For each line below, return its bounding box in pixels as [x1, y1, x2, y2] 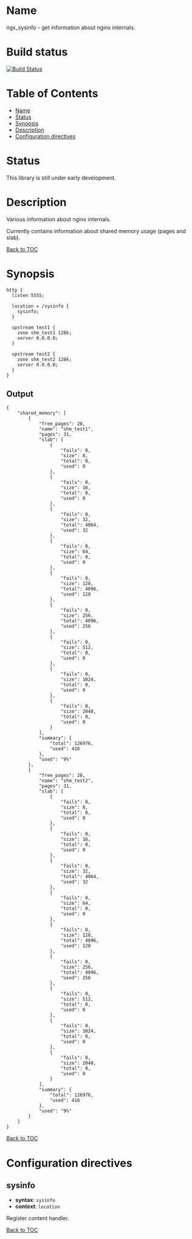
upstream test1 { [12, 324, 56, 331]
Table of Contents [6, 86, 98, 100]
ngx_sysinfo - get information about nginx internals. [6, 24, 135, 31]
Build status [6, 45, 68, 59]
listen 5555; [12, 292, 45, 298]
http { [6, 287, 23, 293]
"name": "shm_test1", [38, 426, 94, 432]
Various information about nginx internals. [6, 216, 111, 223]
